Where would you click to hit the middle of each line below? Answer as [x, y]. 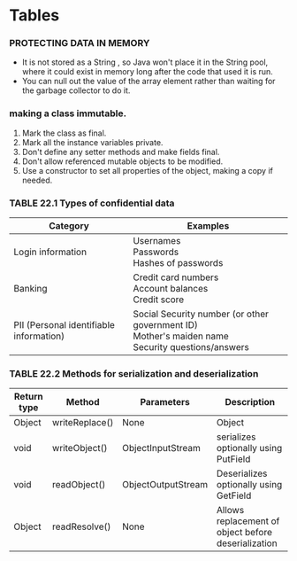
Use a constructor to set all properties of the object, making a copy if [148, 170]
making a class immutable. [68, 113]
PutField [233, 459]
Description [250, 402]
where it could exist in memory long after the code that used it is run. [148, 72]
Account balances [170, 289]
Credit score [158, 300]
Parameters [165, 402]
